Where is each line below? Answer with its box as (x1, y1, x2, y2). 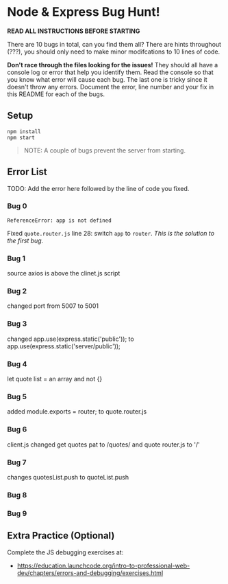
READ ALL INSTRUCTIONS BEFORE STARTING (7, 27, 140, 35)
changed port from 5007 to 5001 (7, 302, 99, 310)
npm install (7, 128, 41, 135)
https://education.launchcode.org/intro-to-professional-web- (16, 561, 190, 570)
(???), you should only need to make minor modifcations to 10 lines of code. (7, 47, 220, 56)
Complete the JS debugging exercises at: (7, 548, 124, 557)
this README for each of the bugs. (7, 90, 105, 98)
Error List (7, 166, 47, 178)
